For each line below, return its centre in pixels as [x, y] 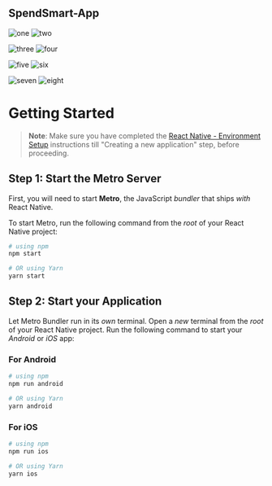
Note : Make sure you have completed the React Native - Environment [145, 136]
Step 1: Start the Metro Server [85, 179]
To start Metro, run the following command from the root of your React [126, 222]
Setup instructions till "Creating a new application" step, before [134, 144]
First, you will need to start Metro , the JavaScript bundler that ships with [130, 198]
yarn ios [23, 474]
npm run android [36, 384]
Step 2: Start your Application [85, 302]
